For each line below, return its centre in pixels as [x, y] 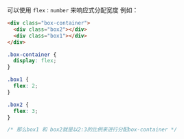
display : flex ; [35, 61]
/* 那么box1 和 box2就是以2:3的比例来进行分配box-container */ [92, 130]
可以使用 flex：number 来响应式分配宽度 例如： [73, 10]
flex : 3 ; [26, 111]
